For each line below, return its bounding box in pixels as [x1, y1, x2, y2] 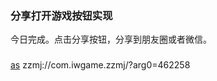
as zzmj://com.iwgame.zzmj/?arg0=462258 [10, 59, 191, 71]
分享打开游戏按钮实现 [10, 8, 113, 22]
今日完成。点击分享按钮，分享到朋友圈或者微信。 [10, 33, 212, 46]
